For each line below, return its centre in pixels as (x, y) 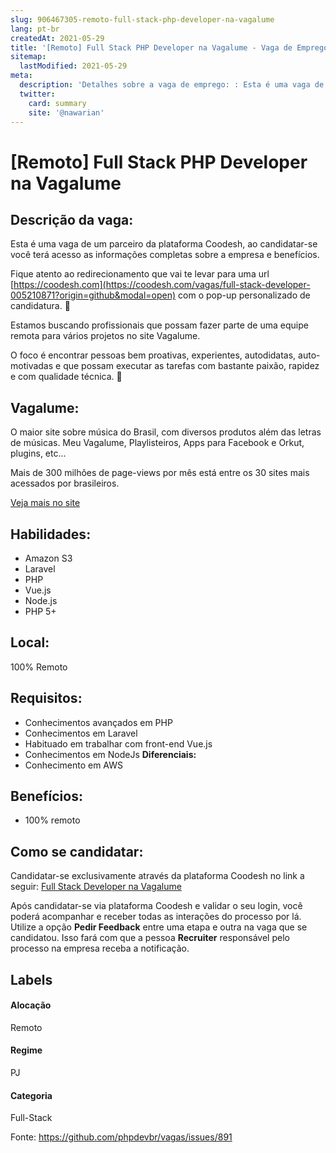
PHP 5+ (40, 611)
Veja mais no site (45, 503)
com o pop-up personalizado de (244, 295)
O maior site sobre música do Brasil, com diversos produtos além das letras (166, 432)
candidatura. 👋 (40, 306)
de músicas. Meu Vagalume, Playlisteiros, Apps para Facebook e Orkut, (157, 443)
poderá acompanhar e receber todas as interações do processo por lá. (156, 917)
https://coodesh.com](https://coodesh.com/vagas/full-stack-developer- (162, 285)
